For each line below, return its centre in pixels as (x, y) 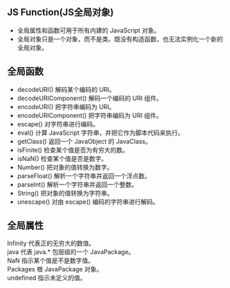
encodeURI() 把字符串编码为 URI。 (66, 106)
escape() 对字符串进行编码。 (58, 124)
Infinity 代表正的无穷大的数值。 (51, 243)
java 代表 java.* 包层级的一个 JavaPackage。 (71, 252)
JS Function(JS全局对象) (60, 12)
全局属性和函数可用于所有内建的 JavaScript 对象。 (88, 30)
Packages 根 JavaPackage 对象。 (55, 269)
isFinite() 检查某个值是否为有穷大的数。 (73, 150)
